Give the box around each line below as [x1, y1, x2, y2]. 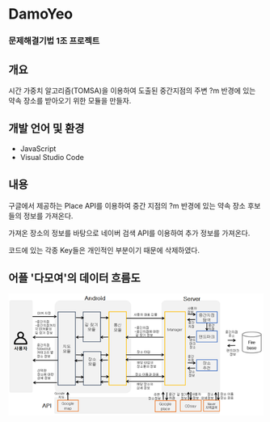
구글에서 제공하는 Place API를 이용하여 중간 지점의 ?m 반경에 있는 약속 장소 [8, 200, 247, 210]
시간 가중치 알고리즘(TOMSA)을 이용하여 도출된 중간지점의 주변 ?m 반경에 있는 [8, 86, 256, 95]
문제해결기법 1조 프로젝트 [8, 36, 100, 47]
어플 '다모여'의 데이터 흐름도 [8, 271, 141, 285]
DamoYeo [8, 5, 74, 23]
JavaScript [19, 143, 57, 154]
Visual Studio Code [19, 152, 85, 162]
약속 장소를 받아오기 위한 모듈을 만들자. [8, 95, 132, 105]
